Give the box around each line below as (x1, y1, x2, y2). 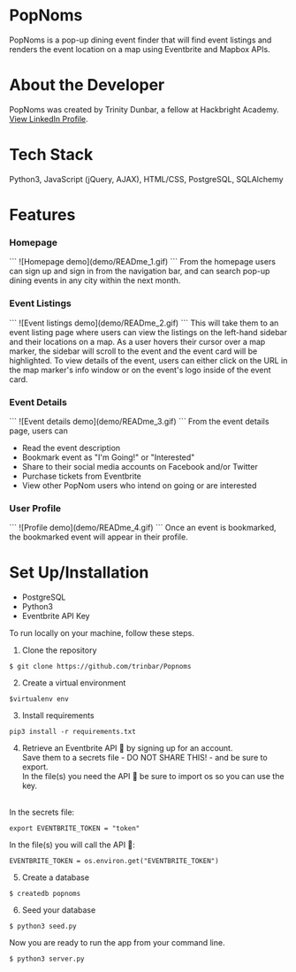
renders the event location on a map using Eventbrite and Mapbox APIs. (9, 43, 271, 54)
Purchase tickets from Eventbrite (21, 471, 141, 481)
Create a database (21, 872, 90, 883)
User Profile (9, 501, 62, 514)
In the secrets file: (9, 807, 75, 818)
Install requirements (21, 710, 95, 721)
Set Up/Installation (9, 563, 149, 583)
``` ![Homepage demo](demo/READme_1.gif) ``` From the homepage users (9, 256, 277, 267)
